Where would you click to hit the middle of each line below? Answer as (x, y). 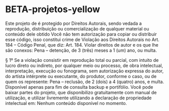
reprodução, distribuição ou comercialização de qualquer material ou (77, 28)
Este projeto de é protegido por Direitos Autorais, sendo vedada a (74, 23)
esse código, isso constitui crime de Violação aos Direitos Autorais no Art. (82, 40)
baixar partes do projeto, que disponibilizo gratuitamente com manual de (81, 92)
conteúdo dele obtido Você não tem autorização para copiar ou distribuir (81, 34)
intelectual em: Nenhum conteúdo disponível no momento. (66, 103)
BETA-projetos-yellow (53, 9)
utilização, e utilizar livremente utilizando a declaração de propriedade (78, 98)
